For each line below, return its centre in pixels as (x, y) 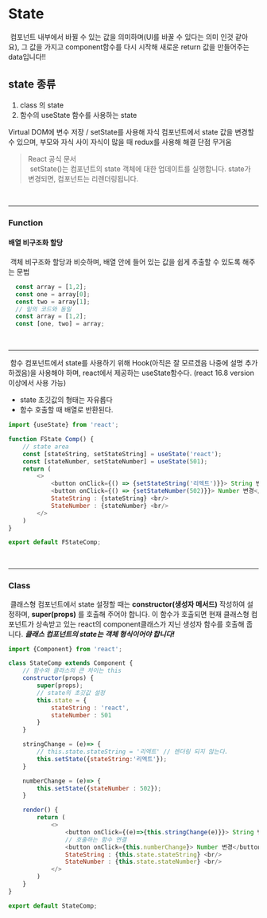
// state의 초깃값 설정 (71, 693)
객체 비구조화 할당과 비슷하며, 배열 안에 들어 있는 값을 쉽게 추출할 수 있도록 (125, 262)
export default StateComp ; (53, 906)
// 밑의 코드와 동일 (43, 309)
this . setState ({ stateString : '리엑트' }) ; (102, 759)
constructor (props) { (58, 678)
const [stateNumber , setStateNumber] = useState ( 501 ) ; (115, 461)
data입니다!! (27, 57)
